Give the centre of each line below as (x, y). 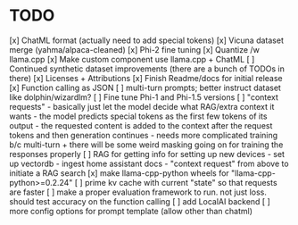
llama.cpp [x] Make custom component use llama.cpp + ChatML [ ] (132, 59)
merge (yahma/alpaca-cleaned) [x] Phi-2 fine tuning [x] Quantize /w (135, 49)
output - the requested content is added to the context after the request (141, 125)
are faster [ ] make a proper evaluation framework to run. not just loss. (138, 192)
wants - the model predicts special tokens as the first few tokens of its (138, 116)
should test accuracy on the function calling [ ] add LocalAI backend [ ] (140, 201)
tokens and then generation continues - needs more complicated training (144, 135)
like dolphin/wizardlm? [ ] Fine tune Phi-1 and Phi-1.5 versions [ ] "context (144, 97)
